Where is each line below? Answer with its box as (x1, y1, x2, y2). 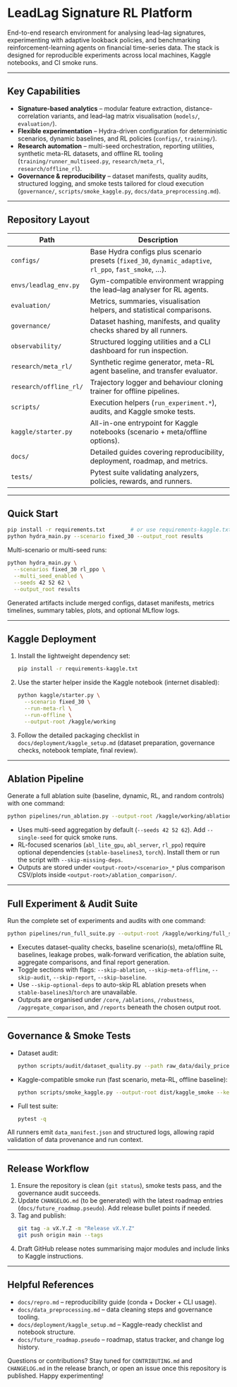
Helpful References (7, 1279, 94, 1291)
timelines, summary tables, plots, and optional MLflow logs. (7, 606, 180, 614)
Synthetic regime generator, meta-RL (90, 357, 214, 367)
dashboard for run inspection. (90, 345, 188, 355)
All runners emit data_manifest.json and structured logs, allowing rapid (7, 1128, 214, 1136)
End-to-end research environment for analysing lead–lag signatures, (7, 28, 206, 37)
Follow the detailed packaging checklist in (17, 731, 140, 739)
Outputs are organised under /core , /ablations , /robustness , (17, 995, 195, 1004)
